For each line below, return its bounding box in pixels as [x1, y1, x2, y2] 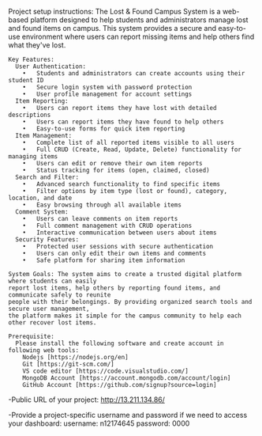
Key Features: [8, 55, 55, 63]
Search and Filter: [15, 173, 80, 181]
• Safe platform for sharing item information [22, 256, 185, 264]
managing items [8, 153, 58, 161]
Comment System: [15, 208, 69, 216]
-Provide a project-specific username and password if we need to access [8, 411, 248, 419]
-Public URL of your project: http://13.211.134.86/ [8, 395, 166, 404]
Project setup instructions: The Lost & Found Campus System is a [8, 7, 221, 16]
